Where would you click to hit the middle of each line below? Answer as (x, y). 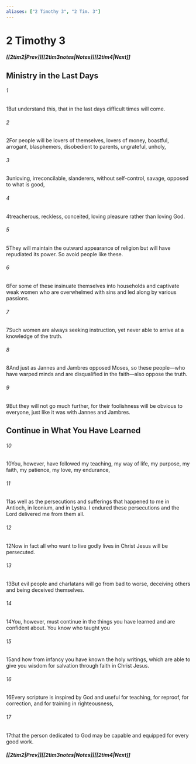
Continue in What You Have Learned (73, 430)
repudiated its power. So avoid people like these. (65, 254)
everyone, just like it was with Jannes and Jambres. (68, 412)
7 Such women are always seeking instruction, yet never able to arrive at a (95, 330)
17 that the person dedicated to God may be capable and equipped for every (97, 735)
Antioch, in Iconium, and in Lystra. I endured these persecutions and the (93, 508)
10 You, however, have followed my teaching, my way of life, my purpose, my (98, 464)
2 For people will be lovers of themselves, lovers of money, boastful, (87, 140)
